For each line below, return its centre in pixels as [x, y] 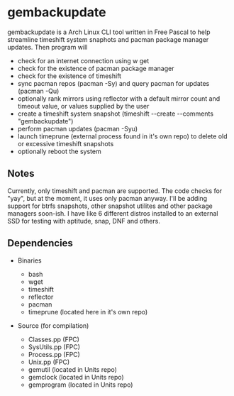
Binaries [29, 260]
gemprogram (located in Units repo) [80, 385]
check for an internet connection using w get [83, 60]
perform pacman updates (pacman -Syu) [78, 128]
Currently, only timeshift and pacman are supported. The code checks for [115, 191]
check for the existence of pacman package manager [96, 68]
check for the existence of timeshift [69, 76]
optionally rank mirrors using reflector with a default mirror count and [119, 98]
